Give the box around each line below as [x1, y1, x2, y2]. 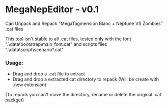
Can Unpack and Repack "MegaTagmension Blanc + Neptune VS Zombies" [5, 20, 163, 26]
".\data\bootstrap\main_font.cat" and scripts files [5, 41, 107, 47]
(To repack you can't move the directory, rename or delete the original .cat [5, 92, 162, 98]
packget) [5, 97, 24, 103]
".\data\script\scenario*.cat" [5, 46, 64, 52]
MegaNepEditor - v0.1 [5, 4, 99, 15]
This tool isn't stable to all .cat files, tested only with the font [5, 36, 131, 42]
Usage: [5, 59, 24, 66]
